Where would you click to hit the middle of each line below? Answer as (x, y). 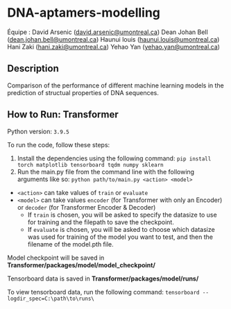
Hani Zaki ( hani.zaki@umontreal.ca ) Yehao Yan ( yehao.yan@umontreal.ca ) (114, 47)
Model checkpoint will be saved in (56, 258)
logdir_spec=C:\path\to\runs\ (51, 299)
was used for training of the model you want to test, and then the (120, 237)
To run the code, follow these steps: (59, 144)
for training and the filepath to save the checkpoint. (101, 222)
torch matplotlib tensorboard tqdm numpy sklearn (91, 165)
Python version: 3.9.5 (38, 131)
